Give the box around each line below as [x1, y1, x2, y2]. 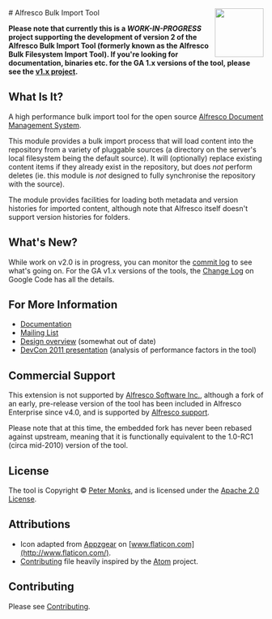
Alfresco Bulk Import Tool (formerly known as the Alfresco [8, 41, 209, 50]
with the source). [8, 178, 65, 189]
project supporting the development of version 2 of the [8, 32, 198, 41]
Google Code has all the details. [8, 274, 115, 284]
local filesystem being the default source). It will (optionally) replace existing [8, 153, 263, 163]
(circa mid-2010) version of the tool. [8, 441, 128, 450]
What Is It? [8, 90, 63, 104]
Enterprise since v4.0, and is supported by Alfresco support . [8, 407, 210, 417]
